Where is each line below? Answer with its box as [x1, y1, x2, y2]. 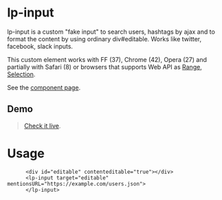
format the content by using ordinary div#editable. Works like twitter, [7, 34, 201, 43]
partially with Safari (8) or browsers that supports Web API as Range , [7, 63, 203, 71]
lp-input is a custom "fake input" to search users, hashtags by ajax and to [7, 27, 215, 36]
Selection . [7, 70, 36, 78]
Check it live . [23, 122, 61, 130]
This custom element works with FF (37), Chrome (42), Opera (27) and [7, 55, 208, 63]
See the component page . [7, 83, 81, 91]
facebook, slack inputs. [7, 42, 74, 50]
